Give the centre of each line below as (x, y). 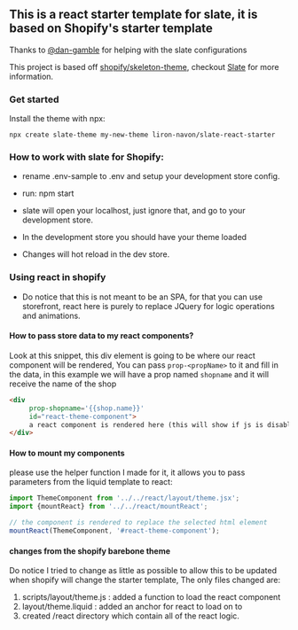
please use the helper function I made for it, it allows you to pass (127, 472)
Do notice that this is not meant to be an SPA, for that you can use (142, 297)
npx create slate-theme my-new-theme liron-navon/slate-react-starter (142, 135)
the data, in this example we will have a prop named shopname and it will (139, 374)
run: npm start (48, 193)
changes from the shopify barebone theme (90, 551)
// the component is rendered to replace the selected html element (138, 523)
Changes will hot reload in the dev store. (96, 254)
